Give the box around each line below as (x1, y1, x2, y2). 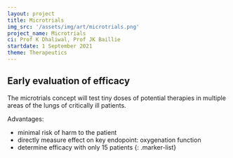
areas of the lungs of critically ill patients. (7, 101, 126, 109)
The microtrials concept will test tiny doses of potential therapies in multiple (7, 94, 227, 102)
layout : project (7, 10, 55, 17)
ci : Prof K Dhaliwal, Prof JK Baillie (7, 36, 121, 43)
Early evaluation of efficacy (7, 75, 131, 87)
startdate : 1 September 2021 (7, 43, 93, 50)
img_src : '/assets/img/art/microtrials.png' (7, 23, 140, 30)
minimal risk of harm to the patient (17, 128, 117, 136)
